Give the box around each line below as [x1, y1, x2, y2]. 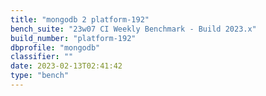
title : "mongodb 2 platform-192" [10, 14, 150, 25]
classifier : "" [10, 52, 74, 62]
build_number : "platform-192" [10, 33, 137, 43]
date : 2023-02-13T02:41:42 [10, 61, 123, 71]
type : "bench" [10, 71, 70, 81]
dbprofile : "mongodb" [10, 42, 101, 53]
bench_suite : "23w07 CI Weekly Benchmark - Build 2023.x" [10, 24, 257, 34]
